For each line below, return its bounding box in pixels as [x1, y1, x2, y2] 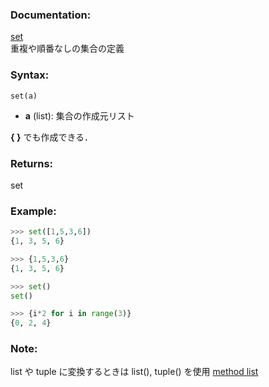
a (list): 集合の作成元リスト [24, 109, 135, 122]
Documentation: [10, 8, 92, 22]
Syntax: [10, 68, 50, 82]
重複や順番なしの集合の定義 [10, 43, 125, 55]
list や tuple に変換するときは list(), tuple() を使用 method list [10, 366, 259, 378]
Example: [10, 204, 57, 218]
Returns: [10, 156, 54, 170]
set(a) [10, 91, 38, 101]
